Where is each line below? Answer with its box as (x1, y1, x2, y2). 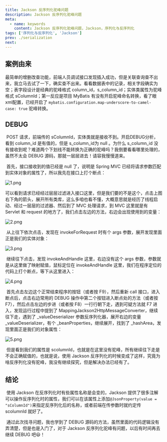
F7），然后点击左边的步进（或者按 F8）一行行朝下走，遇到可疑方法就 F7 (5, 301, 152, 307)
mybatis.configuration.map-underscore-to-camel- (48, 100, 152, 105)
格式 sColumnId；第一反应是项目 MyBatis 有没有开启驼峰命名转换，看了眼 (5, 93, 157, 99)
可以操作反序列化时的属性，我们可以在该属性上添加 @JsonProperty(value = (5, 396, 157, 402)
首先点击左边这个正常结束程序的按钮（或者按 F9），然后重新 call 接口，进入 (6, 289, 161, 295)
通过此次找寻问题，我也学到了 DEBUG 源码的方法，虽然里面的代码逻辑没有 (6, 419, 160, 425)
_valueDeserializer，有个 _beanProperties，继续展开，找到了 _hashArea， (5, 320, 157, 326)
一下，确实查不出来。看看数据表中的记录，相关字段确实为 (39, 80, 158, 86)
